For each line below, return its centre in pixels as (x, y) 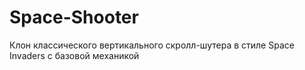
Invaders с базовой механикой (74, 55)
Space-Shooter (74, 17)
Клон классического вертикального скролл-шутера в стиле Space (152, 45)
